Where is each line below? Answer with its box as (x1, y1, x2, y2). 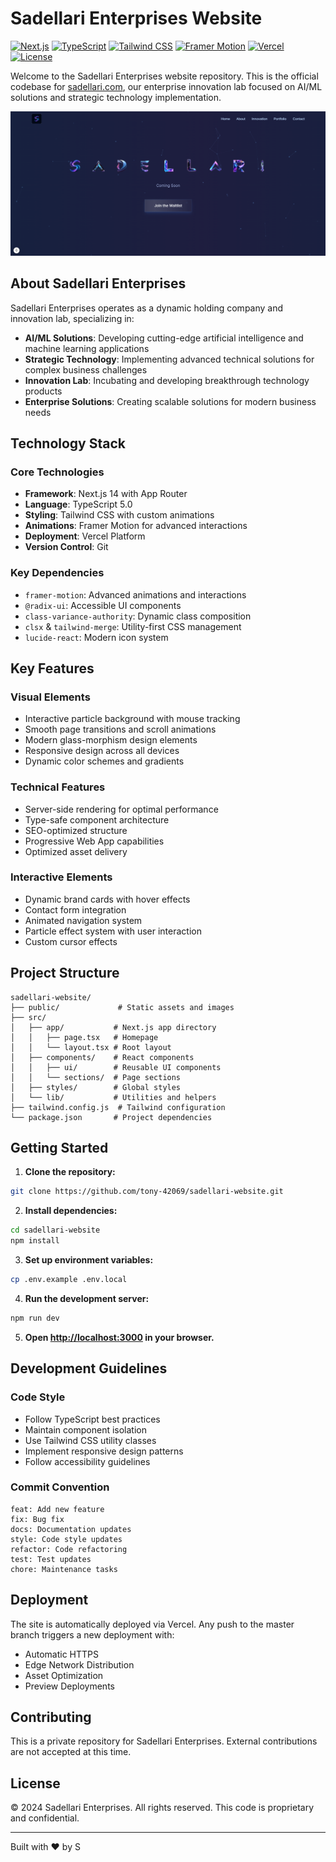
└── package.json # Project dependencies (10, 1112, 213, 1122)
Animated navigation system (24, 914, 143, 926)
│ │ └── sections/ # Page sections (10, 1072, 182, 1082)
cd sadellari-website (10, 1225, 101, 1236)
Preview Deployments (24, 1680, 115, 1692)
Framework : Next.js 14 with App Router (24, 488, 188, 500)
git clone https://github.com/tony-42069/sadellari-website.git (10, 1187, 284, 1197)
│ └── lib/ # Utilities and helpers (10, 1092, 217, 1102)
